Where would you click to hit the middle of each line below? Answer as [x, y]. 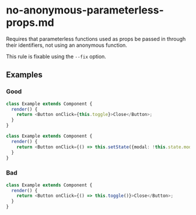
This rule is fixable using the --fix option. [56, 56]
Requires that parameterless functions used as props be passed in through [96, 39]
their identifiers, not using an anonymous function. [66, 45]
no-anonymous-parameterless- [85, 10]
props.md [30, 23]
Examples [24, 75]
